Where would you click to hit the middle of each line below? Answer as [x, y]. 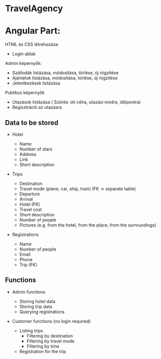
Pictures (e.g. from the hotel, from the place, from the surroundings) [88, 225]
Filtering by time [43, 346]
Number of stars [36, 149]
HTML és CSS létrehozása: [32, 44]
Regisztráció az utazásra [37, 107]
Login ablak [24, 54]
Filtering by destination [50, 336]
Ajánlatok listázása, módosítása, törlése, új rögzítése [65, 78]
